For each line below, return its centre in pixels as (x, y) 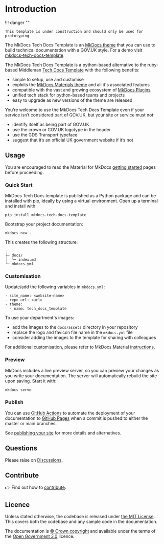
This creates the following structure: (42, 242)
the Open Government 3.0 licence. (40, 536)
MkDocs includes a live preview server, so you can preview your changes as (82, 370)
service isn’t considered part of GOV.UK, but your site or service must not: (80, 115)
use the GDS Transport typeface (45, 135)
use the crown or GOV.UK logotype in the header (61, 129)
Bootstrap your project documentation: (44, 224)
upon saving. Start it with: (31, 381)
